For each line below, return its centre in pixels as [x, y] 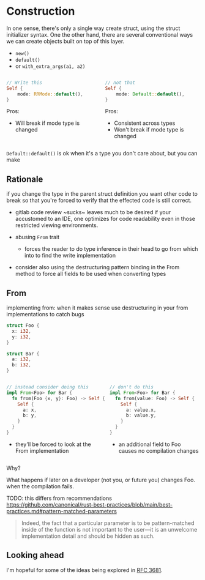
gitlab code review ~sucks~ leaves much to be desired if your [93, 212]
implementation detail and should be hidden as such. [88, 536]
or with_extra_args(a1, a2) [50, 66]
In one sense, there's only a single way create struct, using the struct [93, 28]
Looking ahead [35, 555]
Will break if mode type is [47, 123]
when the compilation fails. [40, 486]
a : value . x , [141, 410]
